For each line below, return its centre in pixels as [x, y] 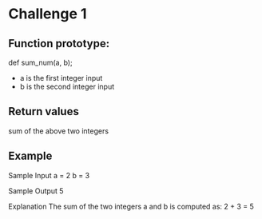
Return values [44, 111]
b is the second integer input [67, 86]
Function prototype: [59, 44]
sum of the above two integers [59, 131]
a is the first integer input [61, 78]
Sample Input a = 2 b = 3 [49, 175]
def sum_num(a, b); [41, 62]
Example [30, 156]
